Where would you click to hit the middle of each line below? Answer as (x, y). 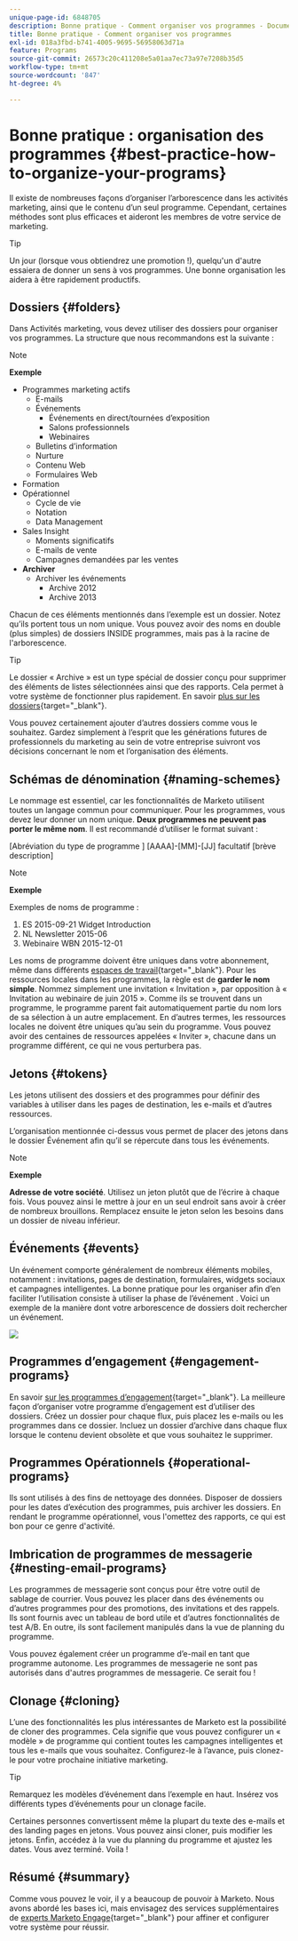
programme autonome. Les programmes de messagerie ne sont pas (133, 1664)
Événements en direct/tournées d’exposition (129, 418)
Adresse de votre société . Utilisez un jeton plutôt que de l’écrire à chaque (145, 1192)
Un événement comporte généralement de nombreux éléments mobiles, (141, 1270)
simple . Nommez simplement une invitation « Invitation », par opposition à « (148, 989)
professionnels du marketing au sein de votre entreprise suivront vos (135, 742)
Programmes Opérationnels (87, 1463)
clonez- (270, 1751)
